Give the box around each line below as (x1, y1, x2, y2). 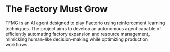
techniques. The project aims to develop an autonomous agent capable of (5, 25, 161, 31)
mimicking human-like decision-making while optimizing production (5, 36, 148, 42)
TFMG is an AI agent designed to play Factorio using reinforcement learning (5, 20, 165, 26)
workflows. (5, 41, 29, 47)
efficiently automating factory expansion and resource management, (5, 31, 150, 37)
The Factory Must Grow (5, 3, 108, 15)
